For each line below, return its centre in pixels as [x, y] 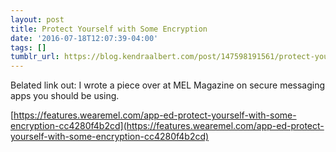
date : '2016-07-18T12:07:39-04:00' [84, 38]
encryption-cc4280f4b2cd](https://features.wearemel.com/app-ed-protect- [167, 126]
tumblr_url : [35, 57]
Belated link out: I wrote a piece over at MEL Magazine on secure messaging [168, 85]
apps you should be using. [65, 96]
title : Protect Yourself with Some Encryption [109, 29]
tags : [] [28, 47]
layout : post [37, 19]
